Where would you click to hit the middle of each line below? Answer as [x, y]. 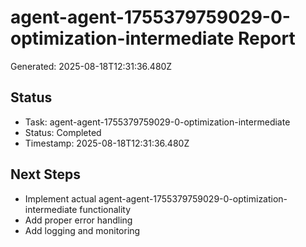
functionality [105, 209]
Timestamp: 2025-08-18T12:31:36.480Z [107, 143]
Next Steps [45, 174]
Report [266, 38]
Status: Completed [63, 132]
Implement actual [60, 198]
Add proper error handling [78, 220]
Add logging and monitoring [82, 230]
